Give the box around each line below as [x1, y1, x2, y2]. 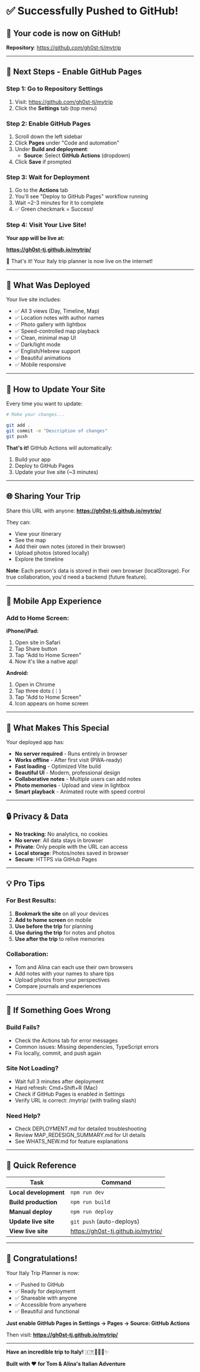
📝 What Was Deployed [6, 280, 90, 290]
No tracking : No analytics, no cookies [14, 830, 108, 837]
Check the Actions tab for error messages [14, 1037, 118, 1044]
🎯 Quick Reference [6, 1161, 77, 1171]
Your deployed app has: [6, 739, 64, 746]
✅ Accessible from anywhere [14, 1301, 87, 1308]
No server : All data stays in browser [14, 836, 104, 843]
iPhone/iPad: [6, 627, 39, 635]
